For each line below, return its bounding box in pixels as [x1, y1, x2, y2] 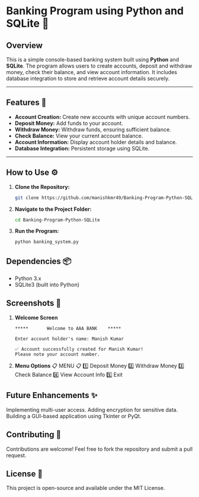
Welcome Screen [14, 314, 58, 321]
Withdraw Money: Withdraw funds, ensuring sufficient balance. [14, 126, 172, 133]
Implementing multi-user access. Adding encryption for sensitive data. [6, 406, 178, 413]
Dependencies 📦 [6, 256, 72, 266]
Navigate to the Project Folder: [14, 206, 92, 213]
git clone [14, 194, 40, 201]
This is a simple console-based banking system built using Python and [6, 56, 179, 63]
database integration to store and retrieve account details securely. [6, 75, 170, 82]
